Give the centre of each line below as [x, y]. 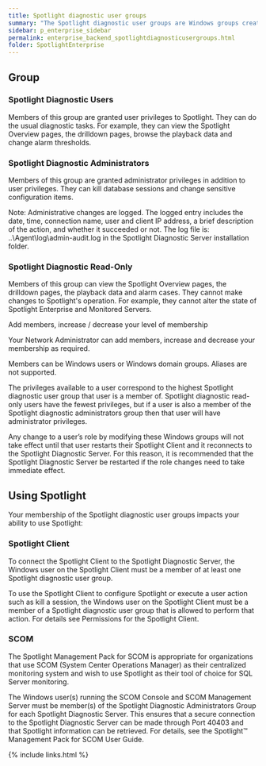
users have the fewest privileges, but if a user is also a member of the [137, 405]
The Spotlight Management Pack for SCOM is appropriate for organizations [131, 656]
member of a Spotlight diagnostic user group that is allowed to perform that [131, 610]
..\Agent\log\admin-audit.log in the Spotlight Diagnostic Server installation [129, 238]
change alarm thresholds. [50, 142]
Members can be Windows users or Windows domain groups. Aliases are [128, 364]
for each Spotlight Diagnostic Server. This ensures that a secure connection [132, 714]
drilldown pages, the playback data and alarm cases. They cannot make [125, 293]
